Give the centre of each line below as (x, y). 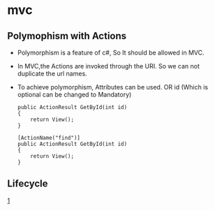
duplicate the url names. (52, 73)
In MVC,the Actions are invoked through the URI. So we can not (109, 66)
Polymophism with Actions (67, 36)
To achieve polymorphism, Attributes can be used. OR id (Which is (112, 87)
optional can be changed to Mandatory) (74, 94)
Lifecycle (28, 184)
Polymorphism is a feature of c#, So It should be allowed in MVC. (111, 52)
